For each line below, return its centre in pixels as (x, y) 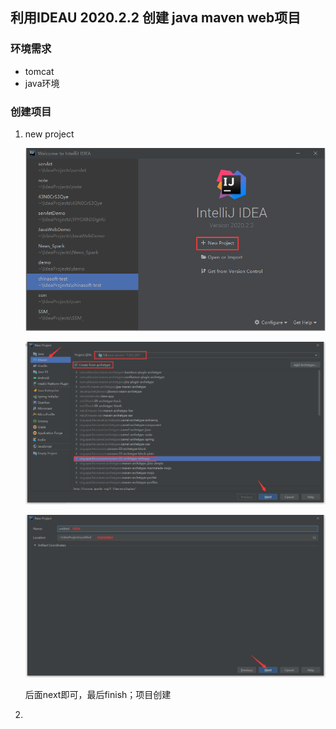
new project (49, 134)
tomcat (39, 71)
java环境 (42, 83)
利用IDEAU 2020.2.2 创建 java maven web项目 (156, 18)
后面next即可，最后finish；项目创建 (98, 695)
